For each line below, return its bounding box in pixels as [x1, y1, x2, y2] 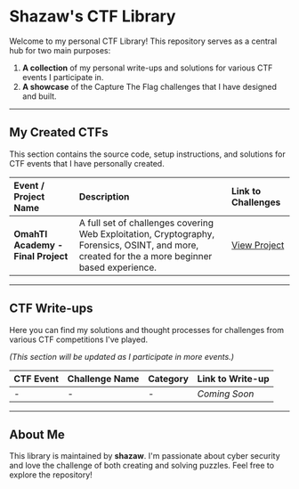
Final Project [13, 249, 69, 262]
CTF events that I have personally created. [9, 158, 165, 168]
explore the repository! [9, 469, 93, 480]
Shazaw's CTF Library [9, 6, 176, 27]
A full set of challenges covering [78, 216, 214, 229]
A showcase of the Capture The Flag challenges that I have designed [21, 81, 278, 92]
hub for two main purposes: [9, 45, 111, 55]
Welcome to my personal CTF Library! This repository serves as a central [9, 36, 278, 46]
